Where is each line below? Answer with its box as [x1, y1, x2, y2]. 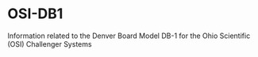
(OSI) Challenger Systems [7, 39, 92, 48]
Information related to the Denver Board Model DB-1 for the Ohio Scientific [7, 31, 251, 40]
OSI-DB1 [7, 5, 64, 23]
